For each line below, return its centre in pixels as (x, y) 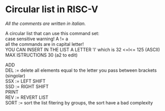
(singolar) (15, 75)
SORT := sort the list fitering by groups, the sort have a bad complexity (79, 102)
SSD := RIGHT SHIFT (27, 86)
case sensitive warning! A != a (37, 39)
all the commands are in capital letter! (44, 44)
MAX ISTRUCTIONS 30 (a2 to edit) (41, 55)
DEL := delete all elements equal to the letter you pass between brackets (81, 70)
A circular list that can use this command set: (52, 33)
